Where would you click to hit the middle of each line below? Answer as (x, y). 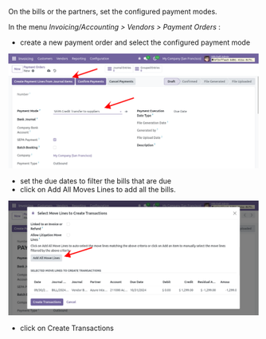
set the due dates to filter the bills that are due (96, 181)
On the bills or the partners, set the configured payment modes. (113, 12)
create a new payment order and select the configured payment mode (135, 42)
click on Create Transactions (66, 328)
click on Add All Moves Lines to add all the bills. (98, 189)
